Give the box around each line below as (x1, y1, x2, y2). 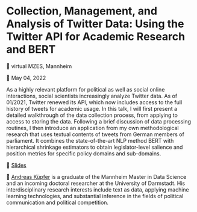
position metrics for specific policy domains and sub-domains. (6, 149, 161, 157)
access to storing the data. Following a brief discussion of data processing (6, 117, 192, 125)
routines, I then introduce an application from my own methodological (6, 124, 179, 131)
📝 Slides (6, 161, 27, 169)
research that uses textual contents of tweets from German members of (6, 131, 185, 138)
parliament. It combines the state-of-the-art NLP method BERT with (6, 137, 174, 144)
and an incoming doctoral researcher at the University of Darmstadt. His (6, 179, 186, 187)
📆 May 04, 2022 (6, 74, 46, 81)
